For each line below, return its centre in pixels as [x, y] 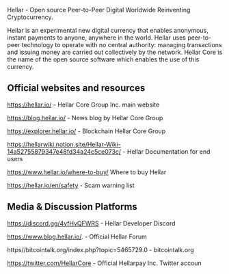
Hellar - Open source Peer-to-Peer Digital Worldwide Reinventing [99, 10]
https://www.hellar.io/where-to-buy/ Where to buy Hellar [87, 172]
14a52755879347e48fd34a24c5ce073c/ [64, 151]
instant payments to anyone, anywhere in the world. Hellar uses [97, 38]
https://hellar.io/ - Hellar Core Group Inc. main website [83, 105]
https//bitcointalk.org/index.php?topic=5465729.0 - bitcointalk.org [101, 249]
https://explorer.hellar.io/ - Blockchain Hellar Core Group [86, 131]
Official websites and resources [76, 88]
